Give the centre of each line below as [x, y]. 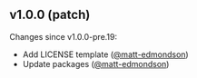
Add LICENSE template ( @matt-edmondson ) [105, 54]
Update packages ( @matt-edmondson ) [96, 63]
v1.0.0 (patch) [50, 15]
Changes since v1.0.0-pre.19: [64, 36]
